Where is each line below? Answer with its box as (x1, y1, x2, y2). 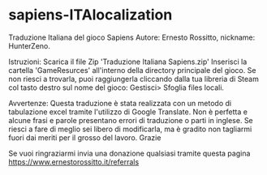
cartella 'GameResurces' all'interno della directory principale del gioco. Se (8, 65, 256, 75)
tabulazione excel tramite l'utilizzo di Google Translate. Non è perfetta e (8, 107, 248, 117)
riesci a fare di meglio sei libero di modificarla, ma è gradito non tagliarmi (8, 124, 252, 134)
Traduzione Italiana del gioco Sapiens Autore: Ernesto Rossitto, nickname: (8, 32, 256, 42)
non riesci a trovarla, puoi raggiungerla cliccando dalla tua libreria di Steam (8, 74, 260, 83)
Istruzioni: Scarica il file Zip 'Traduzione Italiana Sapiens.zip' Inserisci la (8, 57, 248, 66)
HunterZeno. (8, 41, 51, 50)
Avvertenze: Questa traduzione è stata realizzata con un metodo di (8, 98, 232, 108)
